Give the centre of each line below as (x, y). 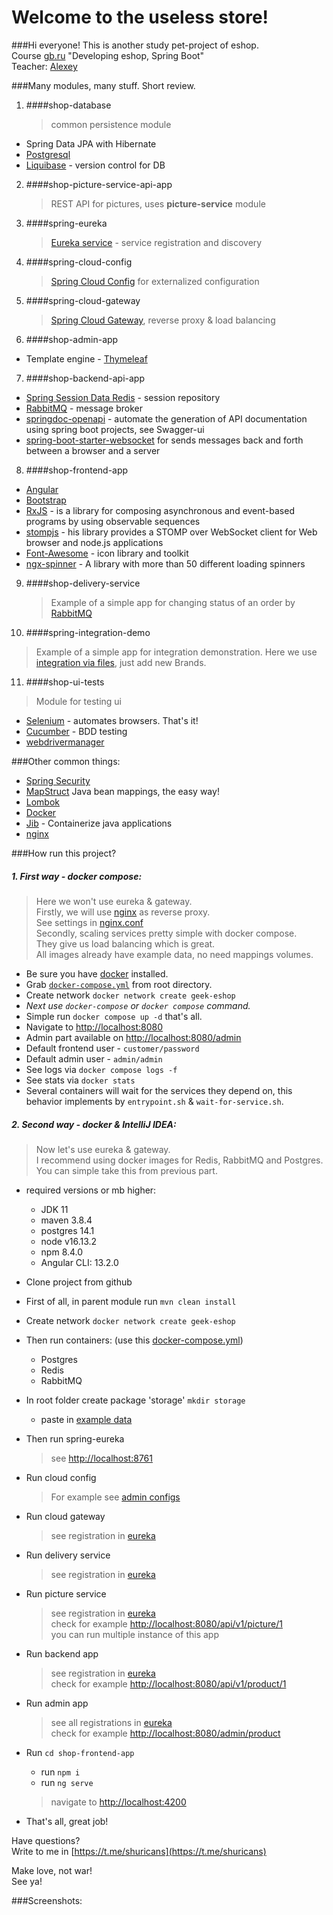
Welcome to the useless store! (140, 17)
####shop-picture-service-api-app (99, 184)
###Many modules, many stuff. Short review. (103, 85)
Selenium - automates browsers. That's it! (112, 720)
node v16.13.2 (69, 1241)
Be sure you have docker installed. (97, 973)
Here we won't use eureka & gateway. (114, 901)
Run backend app (62, 1653)
